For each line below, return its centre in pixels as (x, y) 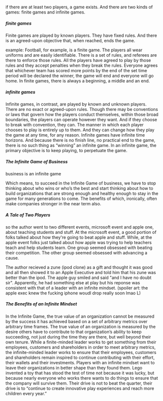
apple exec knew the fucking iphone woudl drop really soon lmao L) (73, 293)
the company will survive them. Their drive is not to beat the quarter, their (79, 383)
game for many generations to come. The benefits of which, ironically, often (81, 199)
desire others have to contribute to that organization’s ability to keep (74, 332)
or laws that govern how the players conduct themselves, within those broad (82, 114)
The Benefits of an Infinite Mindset (41, 304)
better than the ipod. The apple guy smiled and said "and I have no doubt (79, 278)
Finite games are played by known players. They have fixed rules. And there (81, 35)
